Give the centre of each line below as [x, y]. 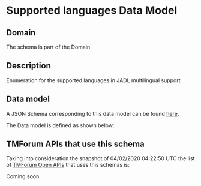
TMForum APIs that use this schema [76, 144]
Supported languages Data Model [92, 10]
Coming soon [23, 176]
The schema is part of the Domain [48, 47]
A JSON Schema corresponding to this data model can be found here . [93, 113]
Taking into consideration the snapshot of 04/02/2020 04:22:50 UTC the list [100, 158]
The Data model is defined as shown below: [60, 125]
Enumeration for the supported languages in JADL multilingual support [93, 80]
